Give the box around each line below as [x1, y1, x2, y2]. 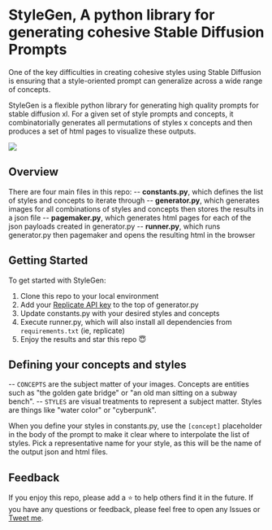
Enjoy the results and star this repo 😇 [19, 334, 147, 344]
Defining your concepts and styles [8, 357, 187, 371]
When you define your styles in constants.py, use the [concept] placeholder [8, 421, 262, 431]
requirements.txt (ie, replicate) [19, 326, 126, 335]
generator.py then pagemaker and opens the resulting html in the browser [8, 230, 256, 239]
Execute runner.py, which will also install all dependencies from [19, 317, 232, 326]
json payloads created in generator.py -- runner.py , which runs [8, 221, 221, 231]
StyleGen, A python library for [8, 6, 215, 24]
